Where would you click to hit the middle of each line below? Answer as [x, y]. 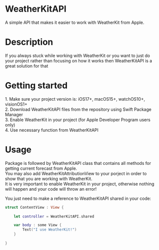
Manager [14, 114]
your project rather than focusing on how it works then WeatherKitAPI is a [79, 61]
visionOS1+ [16, 104]
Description [29, 42]
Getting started [36, 86]
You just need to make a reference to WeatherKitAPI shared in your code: [78, 198]
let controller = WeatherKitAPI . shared [54, 216]
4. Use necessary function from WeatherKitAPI [52, 130]
